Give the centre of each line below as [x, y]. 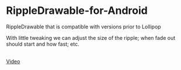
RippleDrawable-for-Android [77, 11]
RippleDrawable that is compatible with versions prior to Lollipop [84, 27]
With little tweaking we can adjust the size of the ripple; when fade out [91, 38]
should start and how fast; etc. [43, 44]
